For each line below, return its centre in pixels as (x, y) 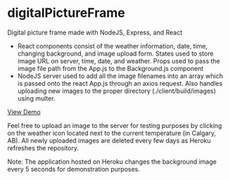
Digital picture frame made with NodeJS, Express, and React (95, 32)
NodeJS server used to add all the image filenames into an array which (120, 76)
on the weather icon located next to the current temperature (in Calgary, (112, 133)
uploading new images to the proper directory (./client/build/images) (117, 91)
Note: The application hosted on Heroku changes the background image (112, 161)
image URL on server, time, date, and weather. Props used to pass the (119, 60)
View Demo (24, 112)
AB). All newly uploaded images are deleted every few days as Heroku (109, 140)
